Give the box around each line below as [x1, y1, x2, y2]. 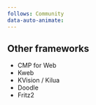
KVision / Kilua [17, 76, 60, 85]
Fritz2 [17, 91, 35, 99]
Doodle [17, 83, 39, 92]
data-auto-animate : [7, 17, 64, 24]
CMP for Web [17, 61, 57, 70]
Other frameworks [7, 43, 90, 55]
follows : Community [7, 10, 64, 17]
